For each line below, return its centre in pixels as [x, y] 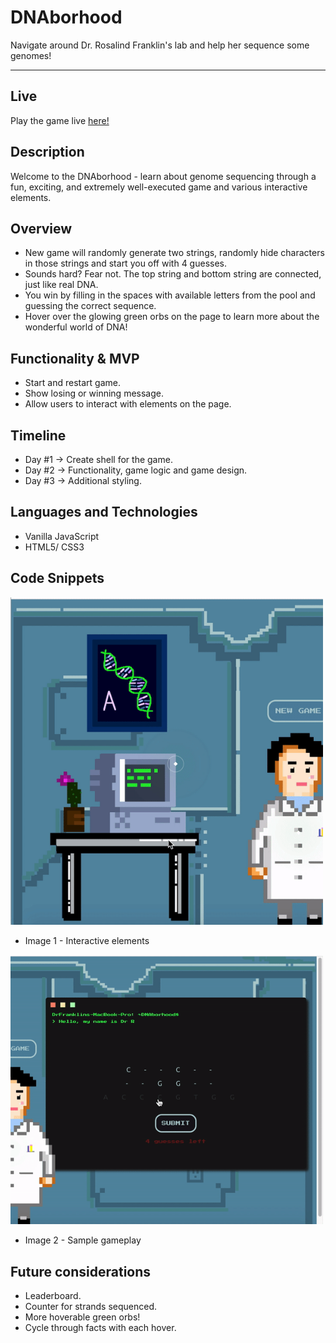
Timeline [38, 435]
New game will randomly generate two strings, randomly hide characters [174, 253]
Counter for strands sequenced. [91, 1307]
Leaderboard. [53, 1296]
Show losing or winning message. [94, 393]
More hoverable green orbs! [82, 1317]
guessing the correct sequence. [90, 306]
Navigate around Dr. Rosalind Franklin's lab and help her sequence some [160, 45]
